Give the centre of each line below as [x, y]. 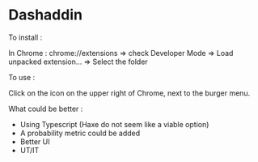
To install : [25, 37]
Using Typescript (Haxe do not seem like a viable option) [114, 124]
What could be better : [46, 109]
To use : [22, 77]
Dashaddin [46, 15]
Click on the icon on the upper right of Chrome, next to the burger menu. [129, 93]
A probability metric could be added [80, 133]
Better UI [35, 141]
